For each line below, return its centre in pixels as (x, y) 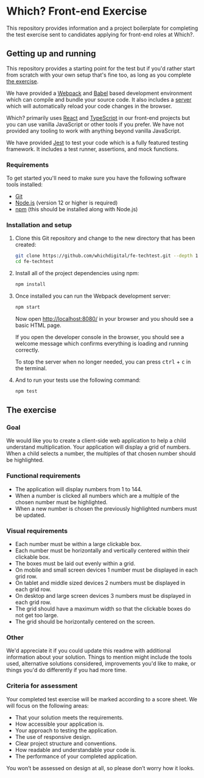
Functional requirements (44, 476)
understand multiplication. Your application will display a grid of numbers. (98, 447)
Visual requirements (37, 531)
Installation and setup (39, 225)
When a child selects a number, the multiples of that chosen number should (101, 454)
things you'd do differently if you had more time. (67, 670)
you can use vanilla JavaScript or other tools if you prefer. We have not (95, 124)
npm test (26, 391)
